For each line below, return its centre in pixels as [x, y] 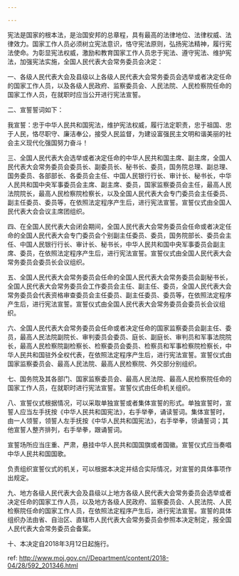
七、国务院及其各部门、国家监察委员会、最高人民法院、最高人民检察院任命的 [119, 379]
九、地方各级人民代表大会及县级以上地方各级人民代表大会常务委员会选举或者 [119, 493]
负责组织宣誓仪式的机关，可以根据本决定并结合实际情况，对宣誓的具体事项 [116, 468]
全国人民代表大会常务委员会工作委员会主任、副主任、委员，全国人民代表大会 [119, 286]
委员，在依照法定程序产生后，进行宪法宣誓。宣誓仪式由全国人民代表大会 [126, 253]
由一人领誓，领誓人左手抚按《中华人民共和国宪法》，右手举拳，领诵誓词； [115, 421]
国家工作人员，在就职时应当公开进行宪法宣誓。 [76, 94]
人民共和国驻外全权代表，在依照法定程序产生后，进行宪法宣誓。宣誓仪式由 [122, 354]
